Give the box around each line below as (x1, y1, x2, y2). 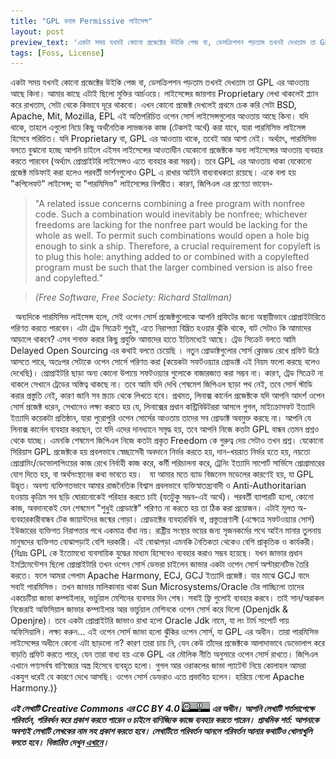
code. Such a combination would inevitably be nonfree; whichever (34, 208, 308, 220)
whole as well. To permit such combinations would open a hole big (34, 230, 310, 242)
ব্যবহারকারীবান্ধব (10, 513, 55, 525)
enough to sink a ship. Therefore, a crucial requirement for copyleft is (34, 240, 321, 252)
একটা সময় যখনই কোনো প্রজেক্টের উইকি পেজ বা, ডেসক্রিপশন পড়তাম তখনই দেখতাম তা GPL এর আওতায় (10, 76, 310, 89)
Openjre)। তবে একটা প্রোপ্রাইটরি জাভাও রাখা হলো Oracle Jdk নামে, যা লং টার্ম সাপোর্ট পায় (10, 615, 290, 627)
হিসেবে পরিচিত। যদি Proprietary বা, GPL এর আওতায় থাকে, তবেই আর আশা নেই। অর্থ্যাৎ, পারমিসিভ (10, 133, 317, 145)
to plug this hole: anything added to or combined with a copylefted (34, 251, 310, 263)
